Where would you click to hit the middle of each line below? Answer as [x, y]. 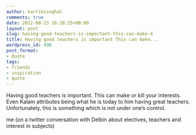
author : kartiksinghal [34, 12]
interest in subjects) [30, 126]
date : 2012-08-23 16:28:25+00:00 [48, 23]
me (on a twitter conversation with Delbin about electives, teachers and [94, 119]
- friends [18, 67]
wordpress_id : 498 [29, 45]
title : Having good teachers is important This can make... [83, 39]
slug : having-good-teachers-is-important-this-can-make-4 [80, 34]
